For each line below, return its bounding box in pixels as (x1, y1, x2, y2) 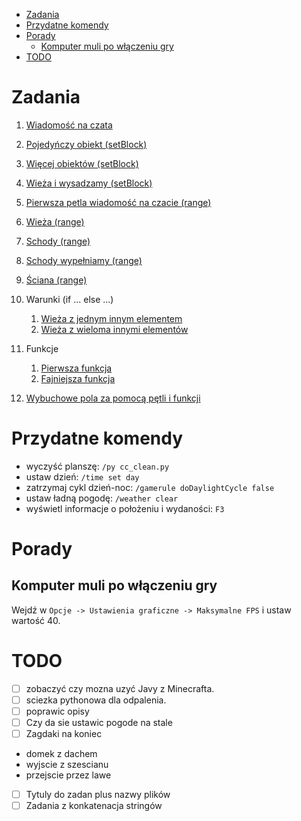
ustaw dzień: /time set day (25, 470, 140, 483)
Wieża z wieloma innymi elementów (40, 323, 189, 335)
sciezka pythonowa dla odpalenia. (25, 694, 167, 706)
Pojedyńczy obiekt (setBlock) (25, 138, 148, 150)
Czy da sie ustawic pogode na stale (25, 717, 173, 728)
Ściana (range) (25, 274, 88, 286)
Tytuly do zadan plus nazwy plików (25, 789, 171, 801)
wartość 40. (11, 614, 61, 626)
